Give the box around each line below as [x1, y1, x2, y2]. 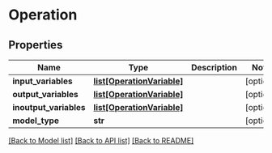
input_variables [12, 75, 73, 87]
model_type [12, 115, 59, 126]
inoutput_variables [12, 102, 87, 113]
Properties [8, 38, 63, 52]
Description [191, 62, 237, 73]
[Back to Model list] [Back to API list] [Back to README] [8, 136, 194, 145]
